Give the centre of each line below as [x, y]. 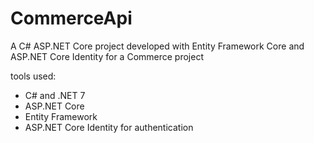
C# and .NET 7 [55, 95]
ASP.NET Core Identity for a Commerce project [107, 56]
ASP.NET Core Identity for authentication [109, 127]
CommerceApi [71, 18]
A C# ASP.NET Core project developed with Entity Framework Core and [157, 46]
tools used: [33, 76]
